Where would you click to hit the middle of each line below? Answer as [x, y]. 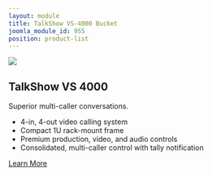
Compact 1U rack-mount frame [72, 131]
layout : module [34, 16]
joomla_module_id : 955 [47, 31]
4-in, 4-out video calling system [74, 122]
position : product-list [49, 39]
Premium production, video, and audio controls [99, 140]
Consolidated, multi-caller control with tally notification [112, 148]
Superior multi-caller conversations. [68, 106]
